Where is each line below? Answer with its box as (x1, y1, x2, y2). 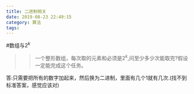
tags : (6, 25, 19, 31)
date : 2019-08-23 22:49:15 (6, 14, 72, 20)
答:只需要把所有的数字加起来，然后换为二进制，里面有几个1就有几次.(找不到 (6, 74, 187, 81)
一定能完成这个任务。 (34, 62, 86, 69)
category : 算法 (6, 19, 41, 25)
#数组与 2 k (6, 41, 30, 48)
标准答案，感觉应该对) (6, 81, 60, 88)
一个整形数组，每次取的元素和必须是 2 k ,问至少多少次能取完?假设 (34, 53, 188, 61)
